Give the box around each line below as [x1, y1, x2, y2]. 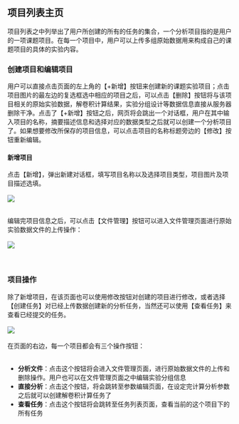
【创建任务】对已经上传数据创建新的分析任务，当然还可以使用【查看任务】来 [7, 301, 232, 310]
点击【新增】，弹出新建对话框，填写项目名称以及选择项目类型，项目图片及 [7, 170, 223, 179]
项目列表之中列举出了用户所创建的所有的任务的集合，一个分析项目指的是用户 [7, 27, 232, 36]
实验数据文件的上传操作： [7, 225, 83, 234]
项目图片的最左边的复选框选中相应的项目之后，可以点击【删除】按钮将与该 [7, 91, 225, 100]
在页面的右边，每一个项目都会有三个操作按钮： [7, 341, 144, 350]
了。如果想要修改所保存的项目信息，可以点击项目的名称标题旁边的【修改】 [7, 127, 225, 135]
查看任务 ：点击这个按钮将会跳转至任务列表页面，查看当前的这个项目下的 [17, 400, 230, 408]
